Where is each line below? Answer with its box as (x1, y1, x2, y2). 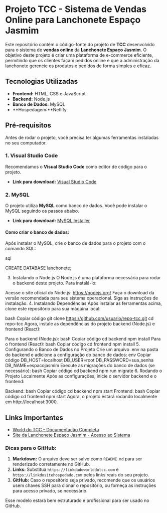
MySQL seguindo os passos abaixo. (5, 208, 79, 214)
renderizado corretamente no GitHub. (12, 461, 90, 467)
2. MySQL (5, 191, 30, 198)
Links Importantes (5, 413, 64, 422)
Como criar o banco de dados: (5, 229, 69, 235)
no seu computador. (5, 139, 47, 146)
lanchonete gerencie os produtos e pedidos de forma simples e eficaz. (5, 63, 151, 69)
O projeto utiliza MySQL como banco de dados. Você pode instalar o (5, 203, 147, 209)
